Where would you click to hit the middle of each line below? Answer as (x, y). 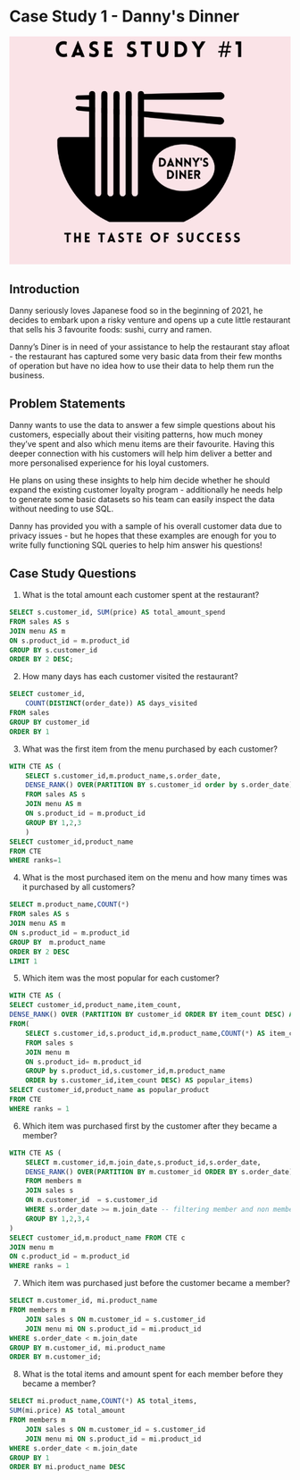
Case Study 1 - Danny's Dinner (124, 17)
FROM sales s (50, 1043)
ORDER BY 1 (29, 732)
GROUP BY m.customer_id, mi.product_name (87, 1348)
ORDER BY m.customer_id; (55, 1357)
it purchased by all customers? (79, 887)
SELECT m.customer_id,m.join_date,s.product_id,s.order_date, (143, 1162)
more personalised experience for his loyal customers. (109, 463)
